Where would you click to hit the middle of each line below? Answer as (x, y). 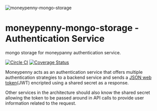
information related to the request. (41, 103)
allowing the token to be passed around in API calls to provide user (75, 97)
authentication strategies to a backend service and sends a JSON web (78, 77)
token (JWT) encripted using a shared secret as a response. (67, 82)
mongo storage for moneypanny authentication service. (63, 52)
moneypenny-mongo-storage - (72, 28)
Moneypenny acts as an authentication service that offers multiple (74, 72)
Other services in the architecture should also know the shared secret (78, 92)
